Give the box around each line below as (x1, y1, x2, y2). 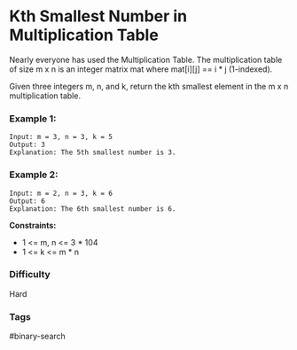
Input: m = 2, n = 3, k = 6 (9, 189, 113, 198)
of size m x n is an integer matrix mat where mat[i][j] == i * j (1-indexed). (9, 64, 273, 74)
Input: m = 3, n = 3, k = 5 (9, 133, 113, 142)
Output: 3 (9, 140, 46, 150)
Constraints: (9, 220, 57, 230)
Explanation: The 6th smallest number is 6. (9, 204, 176, 214)
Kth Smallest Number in (9, 6, 188, 27)
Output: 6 (9, 197, 46, 206)
